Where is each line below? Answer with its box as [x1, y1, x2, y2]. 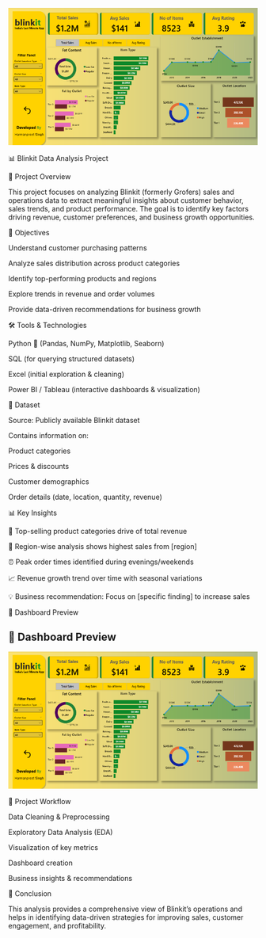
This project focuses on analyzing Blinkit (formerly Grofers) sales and [8, 187, 235, 196]
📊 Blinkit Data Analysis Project [8, 153, 108, 162]
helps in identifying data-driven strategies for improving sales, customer [8, 912, 244, 922]
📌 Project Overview [8, 171, 71, 181]
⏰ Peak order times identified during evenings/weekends [8, 557, 194, 566]
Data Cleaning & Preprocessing [8, 812, 110, 822]
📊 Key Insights [8, 508, 58, 517]
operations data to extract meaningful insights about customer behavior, [8, 195, 244, 205]
